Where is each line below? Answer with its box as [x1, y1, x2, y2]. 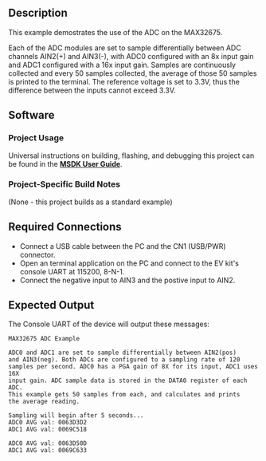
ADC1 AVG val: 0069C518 [8, 426, 88, 434]
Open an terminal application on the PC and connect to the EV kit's [19, 258, 239, 268]
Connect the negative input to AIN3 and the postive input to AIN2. [19, 275, 236, 285]
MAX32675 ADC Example [8, 335, 80, 343]
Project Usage [8, 132, 65, 144]
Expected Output [8, 298, 95, 312]
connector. [19, 250, 56, 259]
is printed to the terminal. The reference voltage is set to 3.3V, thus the [8, 77, 241, 86]
